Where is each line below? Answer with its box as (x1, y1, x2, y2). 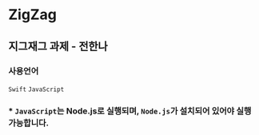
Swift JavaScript (8, 85, 65, 93)
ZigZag (8, 6, 58, 24)
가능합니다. (8, 117, 50, 129)
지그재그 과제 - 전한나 (8, 39, 108, 53)
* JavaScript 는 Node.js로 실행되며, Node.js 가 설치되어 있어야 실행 (8, 105, 252, 117)
